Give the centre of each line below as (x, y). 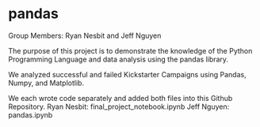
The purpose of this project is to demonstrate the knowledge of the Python (130, 50)
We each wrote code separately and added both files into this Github (120, 98)
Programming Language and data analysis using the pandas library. (118, 59)
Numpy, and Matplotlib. (46, 83)
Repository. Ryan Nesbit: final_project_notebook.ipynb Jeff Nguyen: (119, 106)
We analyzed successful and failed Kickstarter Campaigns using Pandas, (128, 74)
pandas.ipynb (31, 114)
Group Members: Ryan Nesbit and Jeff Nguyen (85, 35)
